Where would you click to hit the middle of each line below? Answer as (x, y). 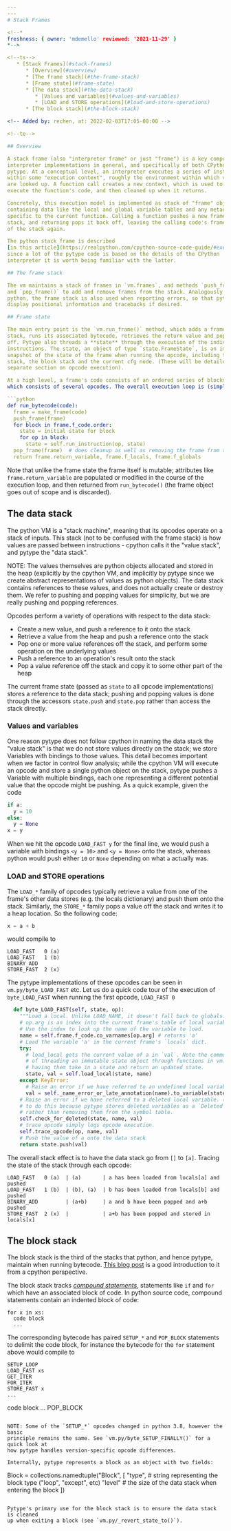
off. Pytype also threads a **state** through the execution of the (107, 342)
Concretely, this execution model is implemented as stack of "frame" (110, 203)
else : (15, 818)
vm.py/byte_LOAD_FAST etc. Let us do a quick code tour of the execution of (111, 990)
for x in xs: (26, 1313)
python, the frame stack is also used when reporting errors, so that (110, 298)
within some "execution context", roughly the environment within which (113, 178)
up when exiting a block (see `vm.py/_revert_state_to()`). (95, 1521)
